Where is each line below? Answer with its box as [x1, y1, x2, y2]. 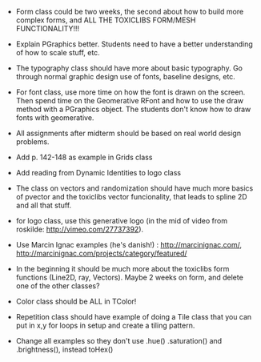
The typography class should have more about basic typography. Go [15, 63, 243, 73]
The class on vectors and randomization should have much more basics [15, 183, 254, 193]
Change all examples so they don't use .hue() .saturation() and [15, 336, 223, 345]
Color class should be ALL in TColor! [15, 296, 137, 306]
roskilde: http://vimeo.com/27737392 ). [15, 224, 144, 234]
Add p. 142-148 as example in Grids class [15, 152, 153, 162]
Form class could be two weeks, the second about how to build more [15, 7, 244, 16]
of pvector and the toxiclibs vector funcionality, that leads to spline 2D [15, 192, 247, 201]
